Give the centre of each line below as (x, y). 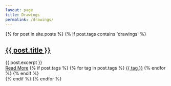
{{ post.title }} (28, 50)
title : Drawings (23, 15)
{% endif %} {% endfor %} (34, 79)
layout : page (19, 10)
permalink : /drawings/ (29, 19)
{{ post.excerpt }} (24, 62)
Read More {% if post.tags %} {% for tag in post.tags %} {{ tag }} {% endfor (85, 68)
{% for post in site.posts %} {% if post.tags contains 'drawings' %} (76, 34)
